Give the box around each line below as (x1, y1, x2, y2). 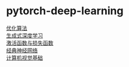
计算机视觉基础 (6, 54, 43, 61)
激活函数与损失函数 (6, 39, 54, 46)
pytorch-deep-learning (6, 4, 124, 18)
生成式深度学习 (6, 31, 43, 39)
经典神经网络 (6, 46, 38, 54)
